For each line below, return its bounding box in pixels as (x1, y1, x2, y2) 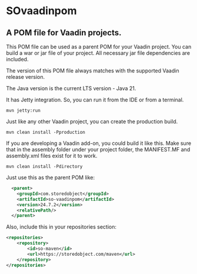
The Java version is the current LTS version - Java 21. (6, 85, 136, 92)
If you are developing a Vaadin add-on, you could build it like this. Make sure (6, 140, 192, 147)
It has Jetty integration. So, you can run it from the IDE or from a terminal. (6, 96, 184, 103)
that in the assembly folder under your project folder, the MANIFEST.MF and (6, 146, 191, 153)
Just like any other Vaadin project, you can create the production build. (6, 118, 178, 125)
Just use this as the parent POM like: (6, 174, 95, 181)
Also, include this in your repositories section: (6, 223, 116, 230)
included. (6, 56, 29, 62)
